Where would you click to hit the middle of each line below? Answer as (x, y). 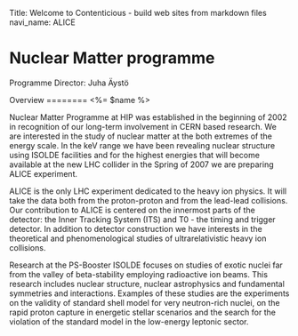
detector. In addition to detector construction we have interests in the (136, 228)
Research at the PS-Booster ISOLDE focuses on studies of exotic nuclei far (146, 265)
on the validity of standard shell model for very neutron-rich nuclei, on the (145, 302)
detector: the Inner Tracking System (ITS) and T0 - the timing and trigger (142, 219)
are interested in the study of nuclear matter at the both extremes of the (141, 136)
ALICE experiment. (44, 173)
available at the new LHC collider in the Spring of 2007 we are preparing (141, 164)
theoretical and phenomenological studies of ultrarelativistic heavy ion (138, 238)
